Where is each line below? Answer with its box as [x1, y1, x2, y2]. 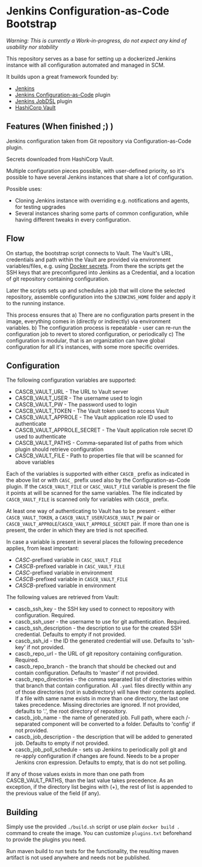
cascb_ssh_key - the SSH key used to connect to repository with [14, 605, 176, 612]
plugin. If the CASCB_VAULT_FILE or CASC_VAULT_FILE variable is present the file [6, 483, 197, 490]
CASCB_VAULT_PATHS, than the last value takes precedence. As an [6, 777, 174, 784]
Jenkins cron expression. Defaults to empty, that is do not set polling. [14, 759, 187, 766]
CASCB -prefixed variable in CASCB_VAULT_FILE [14, 576, 128, 583]
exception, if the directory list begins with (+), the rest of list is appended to [6, 783, 193, 791]
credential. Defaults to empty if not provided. [14, 631, 126, 638]
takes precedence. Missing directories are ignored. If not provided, [14, 701, 181, 709]
